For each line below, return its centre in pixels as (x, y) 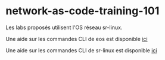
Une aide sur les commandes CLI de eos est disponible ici (77, 39)
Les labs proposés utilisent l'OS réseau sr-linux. (64, 27)
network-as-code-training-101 (82, 11)
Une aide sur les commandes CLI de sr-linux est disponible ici (81, 50)
